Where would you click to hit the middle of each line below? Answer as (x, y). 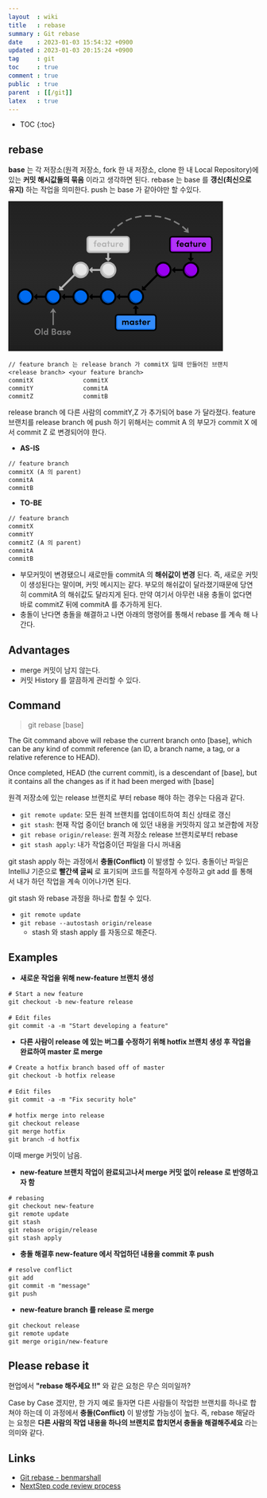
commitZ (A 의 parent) (45, 543)
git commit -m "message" (49, 1286)
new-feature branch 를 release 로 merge (87, 1309)
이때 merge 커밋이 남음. (45, 1155)
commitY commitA (58, 389)
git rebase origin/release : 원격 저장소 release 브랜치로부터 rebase (129, 834)
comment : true (33, 76)
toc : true (33, 68)
